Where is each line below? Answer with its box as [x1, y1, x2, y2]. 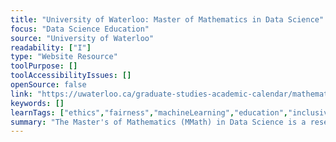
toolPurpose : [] [10, 61, 78, 71]
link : [10, 89, 33, 99]
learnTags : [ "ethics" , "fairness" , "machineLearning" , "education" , [10, 107, 288, 118]
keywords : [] [10, 98, 65, 108]
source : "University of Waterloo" [10, 33, 155, 43]
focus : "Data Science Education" [10, 24, 150, 34]
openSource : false [10, 80, 87, 90]
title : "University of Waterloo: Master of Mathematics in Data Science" [10, 14, 325, 25]
